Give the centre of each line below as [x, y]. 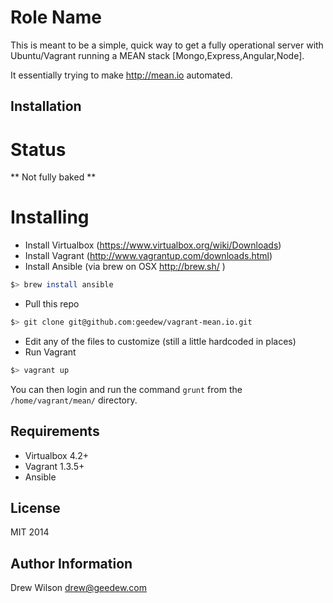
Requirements [55, 431]
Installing [50, 217]
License [35, 508]
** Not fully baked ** [53, 177]
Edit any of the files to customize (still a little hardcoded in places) [160, 341]
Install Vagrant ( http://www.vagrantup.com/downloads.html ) [148, 256]
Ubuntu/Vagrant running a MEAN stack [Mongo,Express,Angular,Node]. [157, 55]
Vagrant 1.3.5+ [54, 466]
